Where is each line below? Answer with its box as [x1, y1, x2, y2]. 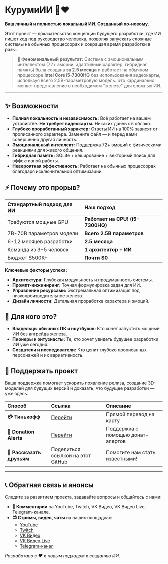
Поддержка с [106, 425, 139, 432]
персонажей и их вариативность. [12, 352, 84, 358]
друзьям [7, 455, 30, 462]
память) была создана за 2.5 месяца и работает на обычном [17, 67, 149, 73]
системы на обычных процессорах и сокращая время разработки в [5, 41, 151, 47]
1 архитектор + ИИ [84, 246, 132, 253]
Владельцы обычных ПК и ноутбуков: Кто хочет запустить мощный [12, 326, 160, 332]
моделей [5, 385, 24, 391]
